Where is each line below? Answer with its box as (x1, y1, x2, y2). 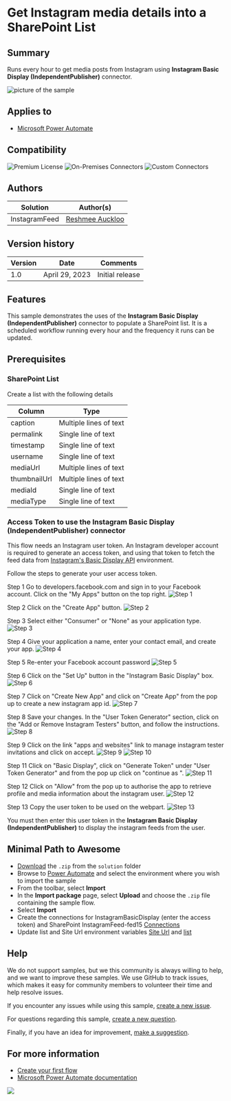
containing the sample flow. (16, 898, 96, 907)
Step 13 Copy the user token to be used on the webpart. (7, 803, 166, 811)
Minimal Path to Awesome (7, 843, 121, 856)
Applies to (7, 105, 52, 118)
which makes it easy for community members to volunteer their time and (7, 980, 212, 989)
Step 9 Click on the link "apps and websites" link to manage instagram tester (7, 741, 224, 749)
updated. (7, 334, 33, 342)
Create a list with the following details (7, 390, 113, 398)
